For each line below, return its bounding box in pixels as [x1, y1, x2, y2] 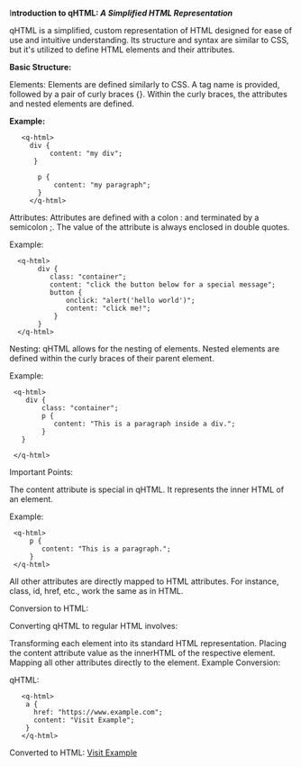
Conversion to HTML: [9, 603, 88, 614]
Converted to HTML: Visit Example [9, 747, 138, 758]
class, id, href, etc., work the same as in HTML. [9, 586, 184, 596]
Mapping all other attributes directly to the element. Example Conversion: [9, 657, 281, 668]
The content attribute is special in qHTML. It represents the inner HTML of [9, 484, 285, 495]
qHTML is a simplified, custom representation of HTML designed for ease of [9, 25, 293, 35]
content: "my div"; [49, 149, 123, 158]
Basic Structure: [9, 62, 72, 72]
